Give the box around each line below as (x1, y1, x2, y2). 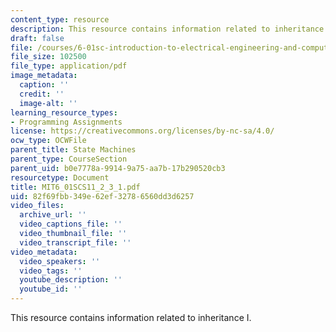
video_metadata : (10, 247, 78, 257)
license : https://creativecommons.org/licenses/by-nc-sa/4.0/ (10, 126, 275, 136)
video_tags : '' (19, 266, 83, 276)
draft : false (10, 33, 65, 43)
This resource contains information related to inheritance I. (10, 312, 252, 323)
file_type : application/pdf (10, 61, 128, 71)
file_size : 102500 (10, 52, 87, 62)
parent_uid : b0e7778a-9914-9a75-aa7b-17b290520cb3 (10, 163, 226, 173)
